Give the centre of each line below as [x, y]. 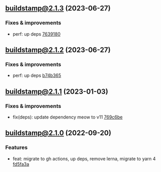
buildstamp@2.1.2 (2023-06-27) [58, 50]
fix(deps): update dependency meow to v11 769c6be [68, 117]
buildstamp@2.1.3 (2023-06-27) [58, 8]
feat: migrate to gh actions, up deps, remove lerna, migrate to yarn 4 [84, 159]
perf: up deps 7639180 [37, 34]
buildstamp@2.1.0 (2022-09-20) [58, 133]
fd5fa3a [21, 164]
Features [17, 148]
